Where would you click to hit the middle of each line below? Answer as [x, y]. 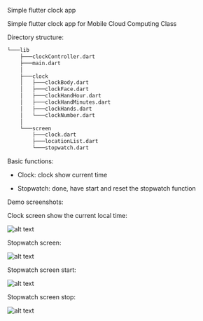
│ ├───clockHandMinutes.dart [65, 102]
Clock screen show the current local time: [68, 216]
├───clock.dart [55, 135]
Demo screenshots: [35, 202]
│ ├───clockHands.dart [56, 109]
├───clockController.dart [58, 56]
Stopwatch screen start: [42, 270]
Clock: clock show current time [62, 175]
